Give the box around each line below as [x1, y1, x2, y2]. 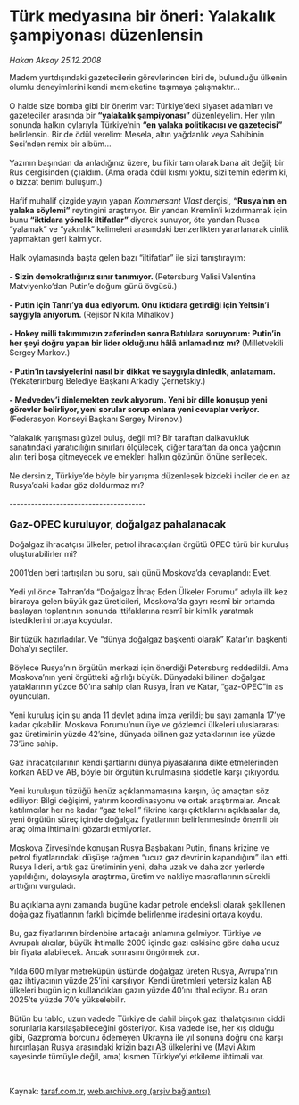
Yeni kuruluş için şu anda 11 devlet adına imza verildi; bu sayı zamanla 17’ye [9, 710, 286, 720]
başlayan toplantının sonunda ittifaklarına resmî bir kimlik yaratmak [9, 605, 254, 616]
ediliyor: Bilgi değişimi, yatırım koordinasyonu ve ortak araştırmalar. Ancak [9, 794, 281, 805]
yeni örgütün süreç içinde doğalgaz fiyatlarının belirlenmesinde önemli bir [9, 814, 279, 825]
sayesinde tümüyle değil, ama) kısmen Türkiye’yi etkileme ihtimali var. [9, 1051, 265, 1061]
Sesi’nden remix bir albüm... [9, 138, 112, 149]
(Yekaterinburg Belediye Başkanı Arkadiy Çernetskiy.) [9, 375, 206, 386]
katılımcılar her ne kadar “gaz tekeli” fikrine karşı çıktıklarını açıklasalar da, [9, 804, 281, 815]
